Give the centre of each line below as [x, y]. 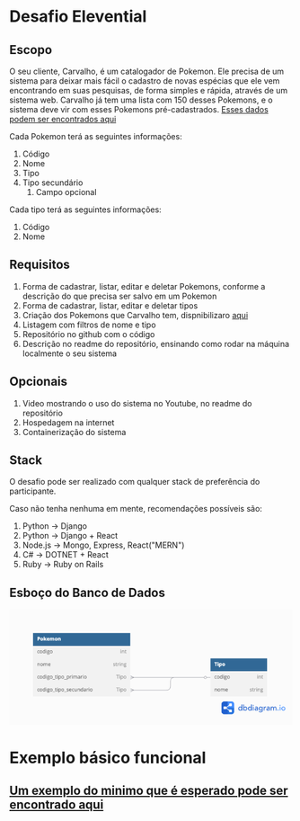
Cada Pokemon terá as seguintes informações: [96, 136]
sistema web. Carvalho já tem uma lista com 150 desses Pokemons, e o [141, 100]
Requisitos [40, 265]
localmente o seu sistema [70, 353]
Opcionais [39, 382]
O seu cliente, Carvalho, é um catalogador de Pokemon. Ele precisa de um [147, 71]
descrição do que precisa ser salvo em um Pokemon [119, 296]
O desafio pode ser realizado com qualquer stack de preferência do [135, 482]
